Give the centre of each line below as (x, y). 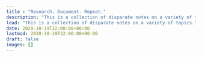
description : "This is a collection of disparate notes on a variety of (99, 17)
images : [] (20, 45)
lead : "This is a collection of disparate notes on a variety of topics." (102, 23)
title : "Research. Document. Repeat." (56, 12)
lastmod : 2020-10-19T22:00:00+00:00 (52, 34)
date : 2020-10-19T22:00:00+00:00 (48, 28)
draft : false (23, 39)
